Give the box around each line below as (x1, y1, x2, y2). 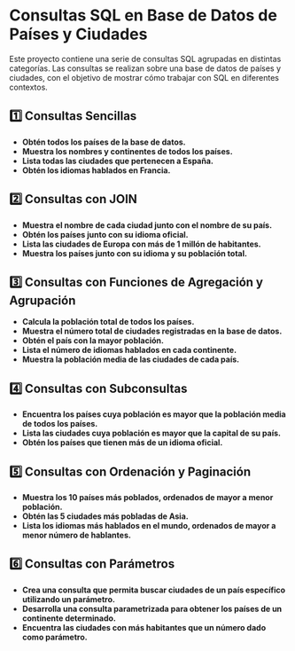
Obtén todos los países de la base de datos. (21, 137, 186, 147)
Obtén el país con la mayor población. (21, 335, 164, 346)
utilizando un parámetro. (21, 593, 115, 604)
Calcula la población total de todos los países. (21, 317, 195, 327)
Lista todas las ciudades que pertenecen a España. (21, 155, 214, 166)
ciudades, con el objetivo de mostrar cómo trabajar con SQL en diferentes (9, 72, 279, 82)
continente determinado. (21, 613, 117, 624)
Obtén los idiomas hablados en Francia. (21, 165, 171, 176)
